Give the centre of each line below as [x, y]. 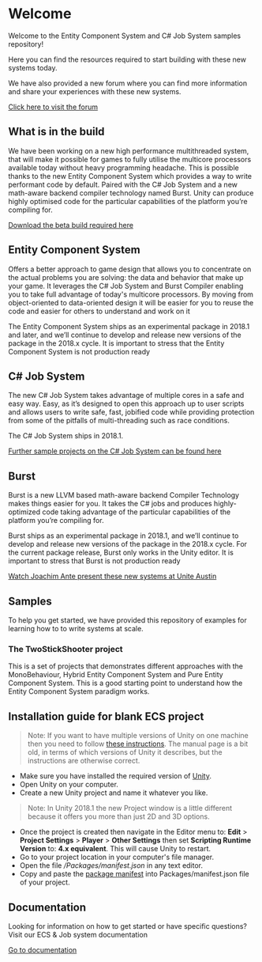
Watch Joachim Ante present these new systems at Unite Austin [112, 576]
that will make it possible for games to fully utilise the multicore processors [130, 159]
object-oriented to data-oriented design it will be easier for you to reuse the [131, 302]
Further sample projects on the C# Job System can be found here [115, 451]
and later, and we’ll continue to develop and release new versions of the [125, 335]
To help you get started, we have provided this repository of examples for [127, 620]
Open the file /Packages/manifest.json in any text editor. [111, 865]
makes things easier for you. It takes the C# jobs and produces [110, 504]
